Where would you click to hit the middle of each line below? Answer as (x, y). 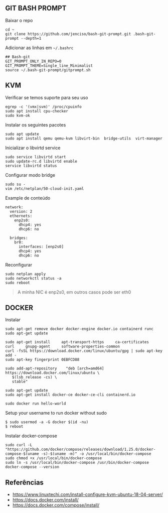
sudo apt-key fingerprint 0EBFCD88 (42, 360)
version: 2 (21, 211)
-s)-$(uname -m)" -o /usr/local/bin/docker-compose (96, 454)
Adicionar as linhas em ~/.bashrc (39, 48)
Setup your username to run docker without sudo (56, 413)
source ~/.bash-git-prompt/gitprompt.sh (48, 70)
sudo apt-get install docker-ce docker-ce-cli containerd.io (70, 395)
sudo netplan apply (26, 274)
